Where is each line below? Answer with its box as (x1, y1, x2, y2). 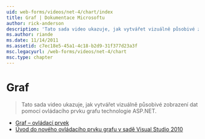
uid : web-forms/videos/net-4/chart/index (6, 9, 113, 15)
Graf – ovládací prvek (15, 119, 70, 126)
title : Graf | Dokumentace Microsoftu (6, 15, 105, 21)
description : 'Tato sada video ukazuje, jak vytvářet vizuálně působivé (6, 26, 195, 32)
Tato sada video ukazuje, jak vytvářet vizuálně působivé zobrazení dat (21, 101, 198, 108)
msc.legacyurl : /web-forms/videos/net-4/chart (6, 49, 127, 55)
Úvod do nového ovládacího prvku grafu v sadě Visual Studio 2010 (15, 126, 183, 133)
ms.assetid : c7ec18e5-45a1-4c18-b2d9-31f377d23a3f (6, 43, 138, 49)
